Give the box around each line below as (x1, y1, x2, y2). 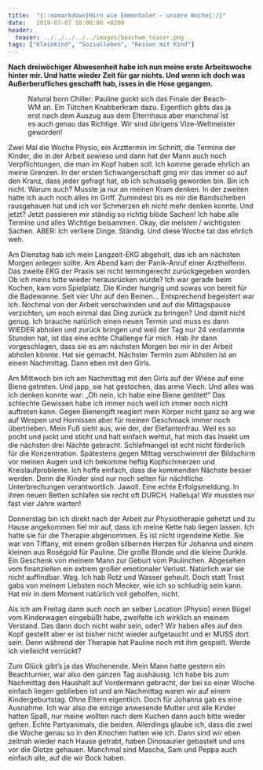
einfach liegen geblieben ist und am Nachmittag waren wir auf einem (8, 687, 231, 696)
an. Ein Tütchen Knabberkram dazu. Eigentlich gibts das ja (42, 103, 232, 112)
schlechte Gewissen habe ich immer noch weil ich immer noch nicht (8, 398, 228, 409)
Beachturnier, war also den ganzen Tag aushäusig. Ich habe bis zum (8, 669, 229, 680)
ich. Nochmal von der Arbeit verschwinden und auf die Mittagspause (8, 300, 231, 310)
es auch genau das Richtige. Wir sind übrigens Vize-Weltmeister (27, 119, 236, 129)
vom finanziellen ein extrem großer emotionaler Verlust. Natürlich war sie (8, 564, 245, 574)
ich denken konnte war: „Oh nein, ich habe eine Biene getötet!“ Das (8, 390, 225, 400)
